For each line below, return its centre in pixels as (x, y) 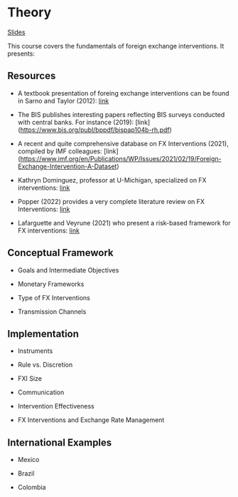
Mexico (28, 460)
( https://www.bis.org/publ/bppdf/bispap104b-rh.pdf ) (95, 130)
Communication (41, 392)
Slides (16, 32)
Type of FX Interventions (54, 297)
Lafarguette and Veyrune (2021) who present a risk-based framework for (124, 222)
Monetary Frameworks (51, 284)
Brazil (26, 473)
